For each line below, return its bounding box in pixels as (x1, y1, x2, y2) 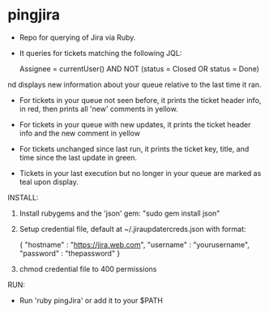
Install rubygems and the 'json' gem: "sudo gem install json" (19, 208, 220, 218)
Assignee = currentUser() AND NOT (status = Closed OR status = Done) (19, 63, 260, 74)
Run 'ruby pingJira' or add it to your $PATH (19, 295, 164, 305)
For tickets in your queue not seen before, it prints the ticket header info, (19, 95, 262, 105)
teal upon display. (19, 177, 79, 187)
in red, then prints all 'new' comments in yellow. (19, 104, 179, 114)
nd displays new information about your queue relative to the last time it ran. (7, 79, 262, 89)
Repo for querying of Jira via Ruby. (19, 32, 136, 42)
